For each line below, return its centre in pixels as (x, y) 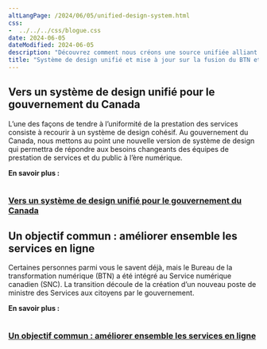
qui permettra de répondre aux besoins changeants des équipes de (118, 149)
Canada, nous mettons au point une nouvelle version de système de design (132, 141)
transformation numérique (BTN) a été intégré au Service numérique (120, 276)
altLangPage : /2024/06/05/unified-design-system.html (99, 16)
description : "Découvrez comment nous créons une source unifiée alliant (133, 52)
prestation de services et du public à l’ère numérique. (95, 157)
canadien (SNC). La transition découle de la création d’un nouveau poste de (132, 285)
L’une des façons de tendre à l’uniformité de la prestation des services (123, 123)
